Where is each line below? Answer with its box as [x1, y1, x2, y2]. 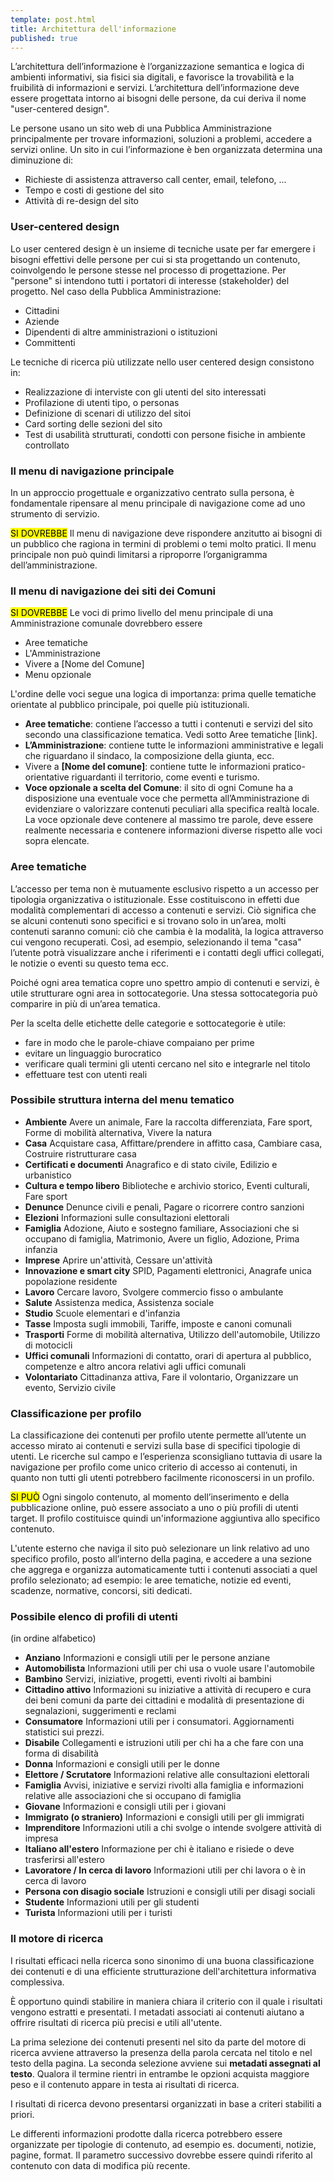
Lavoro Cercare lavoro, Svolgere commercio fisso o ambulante [24, 1286, 284, 1298]
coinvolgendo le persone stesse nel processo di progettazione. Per [10, 264, 287, 276]
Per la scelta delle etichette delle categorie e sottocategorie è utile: [10, 1017, 287, 1029]
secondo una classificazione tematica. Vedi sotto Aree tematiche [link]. [24, 729, 318, 741]
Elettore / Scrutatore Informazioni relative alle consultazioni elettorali [24, 1769, 310, 1781]
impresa [24, 1832, 59, 1845]
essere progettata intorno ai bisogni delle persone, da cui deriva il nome [10, 92, 307, 105]
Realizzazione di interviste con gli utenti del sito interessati [24, 386, 267, 398]
